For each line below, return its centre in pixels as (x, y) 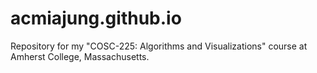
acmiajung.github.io (96, 18)
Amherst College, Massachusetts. (80, 56)
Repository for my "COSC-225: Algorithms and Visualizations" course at (159, 46)
